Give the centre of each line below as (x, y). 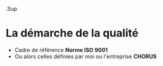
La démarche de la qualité (72, 33)
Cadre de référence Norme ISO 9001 (61, 50)
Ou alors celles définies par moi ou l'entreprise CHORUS (85, 56)
